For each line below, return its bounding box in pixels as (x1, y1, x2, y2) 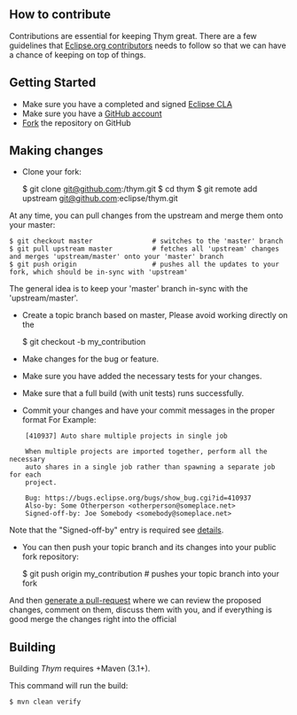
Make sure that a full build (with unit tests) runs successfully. (21, 388, 245, 399)
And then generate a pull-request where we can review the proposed (9, 595, 262, 606)
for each (9, 470, 42, 479)
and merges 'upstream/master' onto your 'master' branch (9, 253, 224, 261)
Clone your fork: (21, 167, 82, 177)
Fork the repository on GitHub (21, 117, 131, 128)
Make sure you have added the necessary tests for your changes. (21, 371, 262, 382)
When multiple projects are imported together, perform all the (25, 447, 268, 456)
